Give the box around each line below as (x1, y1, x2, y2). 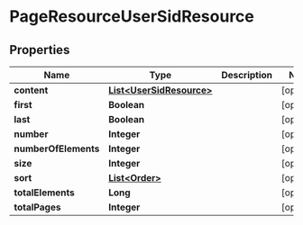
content (14, 84, 49, 96)
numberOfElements (14, 142, 100, 155)
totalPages (14, 201, 61, 213)
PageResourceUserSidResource (9, 6, 255, 27)
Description (220, 69, 273, 81)
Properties (9, 42, 70, 58)
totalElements (14, 186, 75, 199)
